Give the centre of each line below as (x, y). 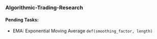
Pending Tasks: (22, 20)
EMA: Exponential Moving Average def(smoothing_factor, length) (83, 31)
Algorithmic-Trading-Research (44, 8)
